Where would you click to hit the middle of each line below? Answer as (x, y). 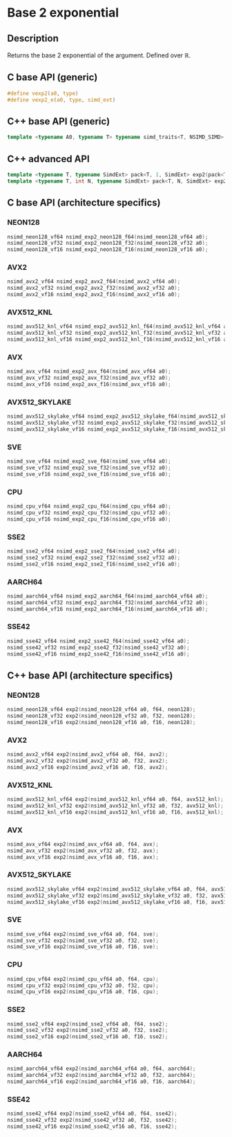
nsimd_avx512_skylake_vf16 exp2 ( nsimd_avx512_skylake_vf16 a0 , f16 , (108, 902)
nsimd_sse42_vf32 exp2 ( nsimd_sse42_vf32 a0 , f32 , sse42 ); (92, 1120)
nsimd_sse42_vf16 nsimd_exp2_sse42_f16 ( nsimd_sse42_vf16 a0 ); (98, 654)
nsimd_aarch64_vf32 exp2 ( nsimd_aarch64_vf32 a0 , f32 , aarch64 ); (101, 1075)
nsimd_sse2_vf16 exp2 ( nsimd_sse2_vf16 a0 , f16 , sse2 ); (88, 1037)
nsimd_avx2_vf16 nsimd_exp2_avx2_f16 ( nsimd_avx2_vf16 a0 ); (94, 295)
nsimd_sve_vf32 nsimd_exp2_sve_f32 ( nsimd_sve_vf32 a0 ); (89, 468)
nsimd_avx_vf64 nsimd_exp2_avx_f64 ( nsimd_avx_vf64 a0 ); (89, 371)
